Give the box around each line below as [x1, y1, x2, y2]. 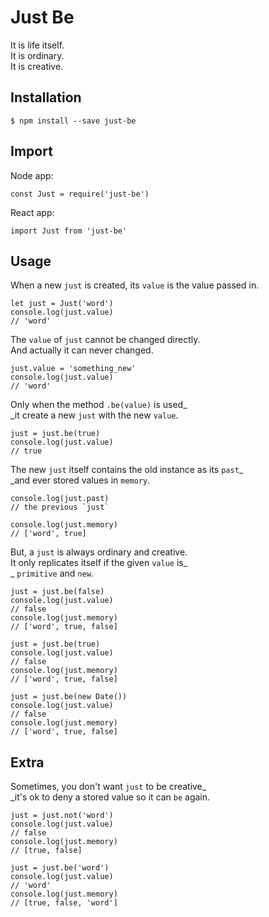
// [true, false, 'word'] [10, 898, 118, 908]
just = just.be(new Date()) [10, 692, 128, 702]
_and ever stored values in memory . [10, 474, 151, 486]
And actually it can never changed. [10, 344, 154, 356]
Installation [10, 89, 82, 106]
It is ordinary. [10, 49, 65, 61]
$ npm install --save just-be [10, 116, 137, 126]
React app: [10, 206, 55, 218]
